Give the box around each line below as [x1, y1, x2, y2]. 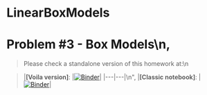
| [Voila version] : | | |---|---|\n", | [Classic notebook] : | [23, 73, 201, 81]
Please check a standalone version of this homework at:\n [23, 60, 189, 68]
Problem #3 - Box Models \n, [6, 37, 170, 53]
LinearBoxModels [6, 5, 110, 21]
